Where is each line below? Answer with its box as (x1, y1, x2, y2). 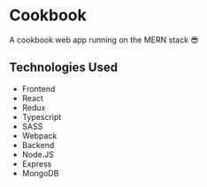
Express (21, 158, 52, 168)
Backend (21, 139, 55, 150)
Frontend (21, 83, 56, 93)
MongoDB (21, 168, 59, 178)
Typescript (21, 111, 62, 122)
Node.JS (21, 149, 55, 160)
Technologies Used (9, 60, 118, 75)
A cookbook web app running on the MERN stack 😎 (9, 34, 199, 45)
